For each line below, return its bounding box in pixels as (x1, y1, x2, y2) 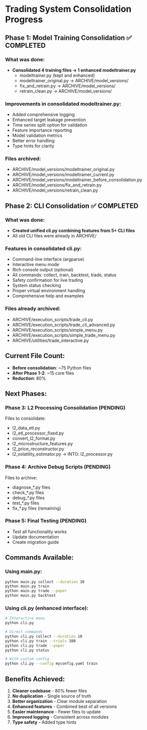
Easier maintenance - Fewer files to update (12, 709, 101, 715)
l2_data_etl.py (12, 425, 40, 431)
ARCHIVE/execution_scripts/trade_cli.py (12, 316, 93, 322)
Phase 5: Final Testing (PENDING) (5, 517, 87, 524)
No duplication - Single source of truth (12, 693, 91, 699)
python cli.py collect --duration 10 (5, 634, 83, 639)
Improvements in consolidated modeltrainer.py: (5, 100, 121, 107)
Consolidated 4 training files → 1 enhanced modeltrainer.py (12, 67, 136, 73)
